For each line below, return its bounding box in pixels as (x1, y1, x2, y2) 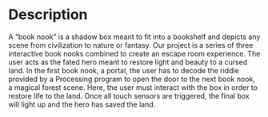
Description (8, 6, 88, 24)
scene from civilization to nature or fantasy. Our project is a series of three (8, 40, 254, 49)
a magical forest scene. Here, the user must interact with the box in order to (8, 82, 258, 92)
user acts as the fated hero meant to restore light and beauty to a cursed (8, 57, 248, 67)
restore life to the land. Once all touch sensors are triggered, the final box (8, 91, 250, 100)
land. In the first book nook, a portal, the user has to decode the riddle (8, 65, 240, 75)
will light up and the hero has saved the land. (8, 99, 156, 109)
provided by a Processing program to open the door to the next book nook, (8, 74, 256, 84)
